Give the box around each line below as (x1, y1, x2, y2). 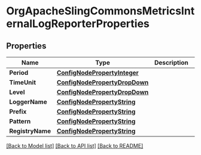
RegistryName (9, 127, 51, 135)
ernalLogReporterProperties (6, 17, 150, 31)
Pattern (9, 117, 31, 125)
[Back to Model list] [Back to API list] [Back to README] (6, 142, 144, 149)
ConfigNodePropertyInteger (56, 69, 139, 77)
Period (9, 69, 29, 77)
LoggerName (9, 98, 47, 106)
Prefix (9, 108, 27, 116)
